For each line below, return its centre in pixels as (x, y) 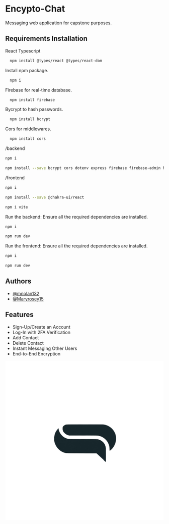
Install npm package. (27, 70)
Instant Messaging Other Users (45, 348)
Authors (18, 281)
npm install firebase (32, 100)
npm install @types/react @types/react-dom (56, 61)
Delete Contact (28, 343)
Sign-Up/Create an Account (41, 327)
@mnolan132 (26, 293)
